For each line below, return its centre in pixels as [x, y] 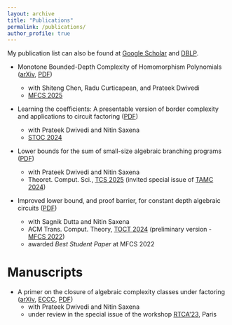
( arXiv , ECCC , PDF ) [45, 300]
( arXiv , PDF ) [35, 74]
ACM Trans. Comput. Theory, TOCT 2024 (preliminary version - [120, 230]
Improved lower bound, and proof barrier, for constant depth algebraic [119, 201]
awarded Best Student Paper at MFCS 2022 [91, 244]
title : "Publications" [40, 20]
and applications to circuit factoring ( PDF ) [78, 117]
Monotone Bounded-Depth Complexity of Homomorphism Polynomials [120, 67]
